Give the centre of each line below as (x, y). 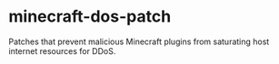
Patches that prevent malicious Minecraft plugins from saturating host (139, 41)
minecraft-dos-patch (90, 17)
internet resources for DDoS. (62, 50)
